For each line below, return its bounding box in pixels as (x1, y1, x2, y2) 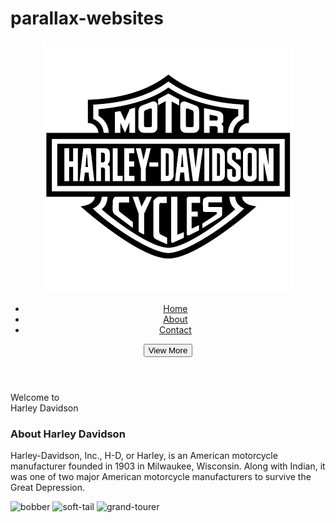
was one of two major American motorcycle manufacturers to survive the (10, 471, 312, 483)
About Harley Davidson (10, 427, 126, 441)
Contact (158, 323, 192, 336)
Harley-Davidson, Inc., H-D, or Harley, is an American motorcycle (10, 450, 278, 462)
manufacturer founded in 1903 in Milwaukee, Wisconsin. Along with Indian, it (10, 460, 326, 472)
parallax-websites (10, 7, 164, 30)
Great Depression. (10, 482, 86, 494)
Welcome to (10, 391, 60, 403)
